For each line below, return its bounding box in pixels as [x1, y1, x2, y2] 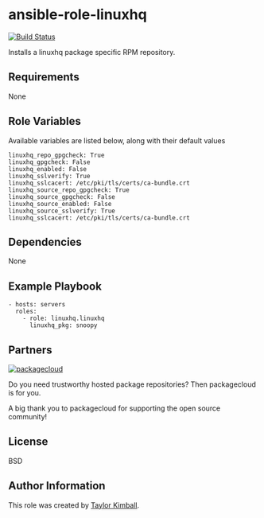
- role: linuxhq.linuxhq [22, 314, 105, 323]
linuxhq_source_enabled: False [8, 200, 112, 208]
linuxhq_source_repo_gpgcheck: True [8, 185, 130, 194]
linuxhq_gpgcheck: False [8, 158, 91, 166]
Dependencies [8, 235, 82, 248]
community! [8, 412, 48, 421]
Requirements [8, 70, 80, 84]
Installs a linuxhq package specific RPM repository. [8, 47, 176, 56]
